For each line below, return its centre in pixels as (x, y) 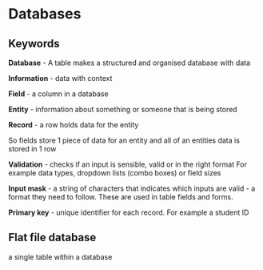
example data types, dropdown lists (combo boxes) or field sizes (115, 173)
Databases (45, 14)
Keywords (34, 44)
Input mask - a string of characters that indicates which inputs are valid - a (132, 188)
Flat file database (52, 238)
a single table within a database (60, 256)
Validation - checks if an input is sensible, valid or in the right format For (128, 164)
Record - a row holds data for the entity (74, 125)
